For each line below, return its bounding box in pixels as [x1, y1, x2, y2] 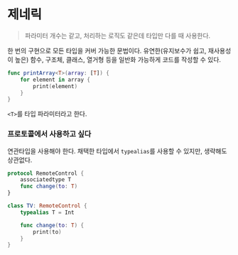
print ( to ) [33, 228, 62, 235]
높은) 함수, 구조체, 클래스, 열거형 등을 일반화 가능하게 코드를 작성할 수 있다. [14, 55, 222, 64]
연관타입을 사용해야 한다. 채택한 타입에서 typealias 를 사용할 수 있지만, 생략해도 [7, 146, 227, 155]
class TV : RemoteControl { [7, 202, 87, 210]
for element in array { [20, 76, 91, 83]
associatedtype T [20, 176, 72, 183]
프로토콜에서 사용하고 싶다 [7, 129, 92, 139]
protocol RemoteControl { [7, 170, 84, 177]
